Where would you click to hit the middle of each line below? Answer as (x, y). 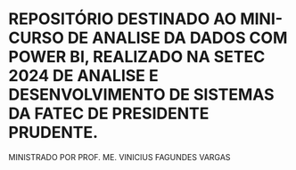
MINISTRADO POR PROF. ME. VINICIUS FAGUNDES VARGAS (119, 157)
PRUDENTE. (53, 133)
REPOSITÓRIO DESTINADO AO (123, 19)
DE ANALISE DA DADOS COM (177, 38)
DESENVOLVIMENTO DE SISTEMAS (141, 95)
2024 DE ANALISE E (83, 76)
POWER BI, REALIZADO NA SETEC (137, 57)
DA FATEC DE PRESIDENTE (109, 113)
